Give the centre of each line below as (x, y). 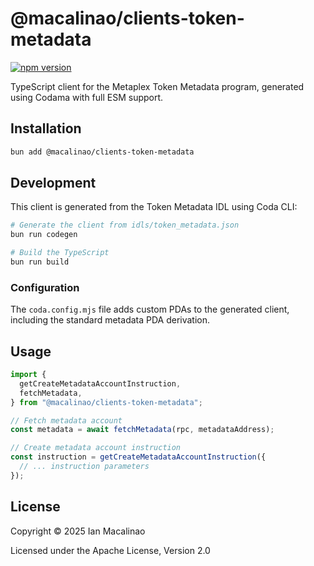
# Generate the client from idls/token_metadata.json (125, 225)
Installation (46, 128)
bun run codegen (44, 235)
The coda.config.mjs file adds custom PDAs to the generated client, (150, 309)
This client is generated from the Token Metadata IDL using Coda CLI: (154, 207)
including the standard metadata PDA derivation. (110, 320)
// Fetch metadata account (66, 420)
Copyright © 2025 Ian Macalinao (78, 531)
